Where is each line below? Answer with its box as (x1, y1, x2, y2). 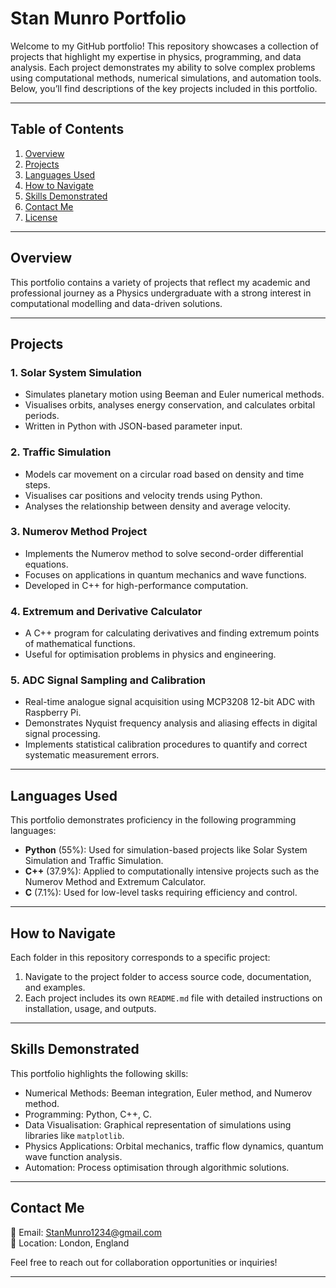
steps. (24, 478, 51, 491)
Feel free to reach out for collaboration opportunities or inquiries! (10, 1256, 278, 1268)
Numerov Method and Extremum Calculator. (24, 876, 207, 888)
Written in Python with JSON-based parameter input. (24, 420, 243, 432)
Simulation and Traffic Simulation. (24, 855, 164, 867)
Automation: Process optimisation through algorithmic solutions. (24, 1161, 290, 1173)
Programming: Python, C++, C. (24, 1108, 153, 1120)
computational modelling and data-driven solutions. (10, 297, 223, 309)
